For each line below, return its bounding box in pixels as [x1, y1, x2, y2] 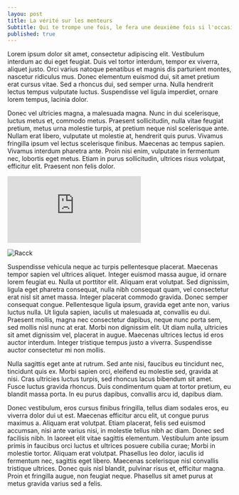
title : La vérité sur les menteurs [7, 17, 113, 24]
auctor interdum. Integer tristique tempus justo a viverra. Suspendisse [7, 338, 212, 347]
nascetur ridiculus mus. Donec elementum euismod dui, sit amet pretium [7, 73, 221, 81]
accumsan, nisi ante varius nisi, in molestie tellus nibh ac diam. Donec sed [7, 427, 224, 435]
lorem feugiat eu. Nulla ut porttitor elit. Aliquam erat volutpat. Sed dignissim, [7, 278, 230, 286]
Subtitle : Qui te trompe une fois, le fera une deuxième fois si [7, 24, 205, 31]
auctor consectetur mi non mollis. [7, 346, 105, 355]
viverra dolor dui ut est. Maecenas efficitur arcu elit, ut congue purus [7, 411, 209, 420]
